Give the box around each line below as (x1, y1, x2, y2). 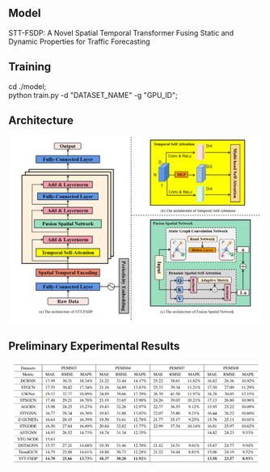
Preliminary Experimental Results (8, 339, 180, 353)
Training (8, 60, 52, 74)
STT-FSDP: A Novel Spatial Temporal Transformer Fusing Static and (8, 28, 234, 37)
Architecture (8, 113, 74, 128)
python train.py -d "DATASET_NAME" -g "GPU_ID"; (8, 90, 178, 100)
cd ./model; (8, 81, 47, 91)
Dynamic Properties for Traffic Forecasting (8, 36, 151, 46)
